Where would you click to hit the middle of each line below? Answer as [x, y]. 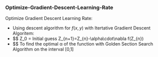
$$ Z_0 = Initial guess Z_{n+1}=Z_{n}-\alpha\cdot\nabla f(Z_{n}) [78, 38]
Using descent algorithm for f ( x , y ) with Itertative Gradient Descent [82, 28]
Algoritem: [23, 33]
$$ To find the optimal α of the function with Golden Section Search [83, 44]
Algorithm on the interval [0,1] [43, 49]
